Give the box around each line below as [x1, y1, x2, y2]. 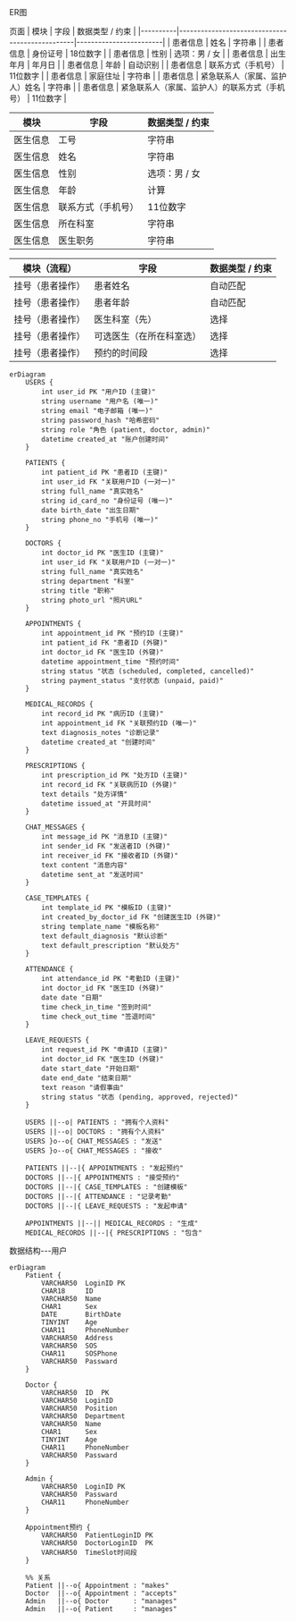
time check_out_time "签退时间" [41, 1012, 156, 1021]
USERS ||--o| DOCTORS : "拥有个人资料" [25, 1128, 165, 1136]
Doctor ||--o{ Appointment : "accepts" [25, 1589, 177, 1598]
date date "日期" [41, 993, 103, 1002]
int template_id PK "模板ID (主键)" [41, 903, 172, 912]
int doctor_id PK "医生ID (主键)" [41, 548, 164, 557]
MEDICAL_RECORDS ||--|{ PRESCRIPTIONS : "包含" [25, 1229, 202, 1238]
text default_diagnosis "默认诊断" [41, 932, 168, 941]
